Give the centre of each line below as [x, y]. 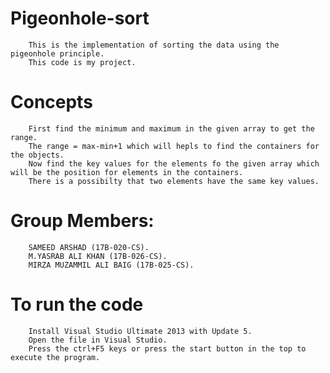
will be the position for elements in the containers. [127, 172]
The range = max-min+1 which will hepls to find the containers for [174, 146]
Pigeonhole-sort [80, 18]
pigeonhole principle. [57, 53]
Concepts [51, 102]
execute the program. [55, 357]
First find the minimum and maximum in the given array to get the [171, 128]
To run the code [77, 304]
